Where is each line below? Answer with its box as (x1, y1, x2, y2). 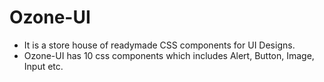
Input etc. (23, 60, 64, 72)
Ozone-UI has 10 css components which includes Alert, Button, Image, (23, 49, 315, 61)
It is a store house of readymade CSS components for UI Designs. (23, 39, 296, 51)
